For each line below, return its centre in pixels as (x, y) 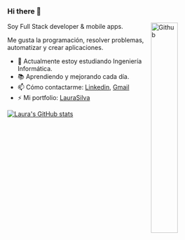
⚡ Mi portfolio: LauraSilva (54, 98)
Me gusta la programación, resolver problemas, (76, 40)
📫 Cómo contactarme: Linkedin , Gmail (73, 87)
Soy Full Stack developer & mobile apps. (66, 27)
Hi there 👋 (25, 11)
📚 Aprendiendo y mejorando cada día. (73, 77)
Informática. (35, 69)
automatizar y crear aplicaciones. (55, 48)
